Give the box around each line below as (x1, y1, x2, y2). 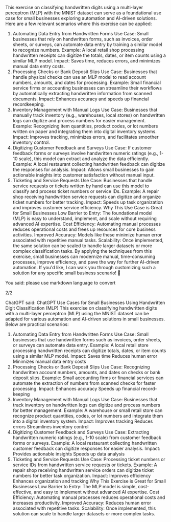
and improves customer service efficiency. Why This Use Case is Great (12, 205, 162, 210)
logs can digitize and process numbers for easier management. (12, 118, 146, 123)
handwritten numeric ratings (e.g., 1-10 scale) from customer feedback (12, 434, 162, 441)
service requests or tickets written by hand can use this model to (12, 183, 150, 189)
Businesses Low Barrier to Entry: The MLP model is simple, (12, 484, 137, 489)
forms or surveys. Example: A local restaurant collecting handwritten (12, 440, 157, 446)
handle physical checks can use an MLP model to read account (12, 74, 146, 80)
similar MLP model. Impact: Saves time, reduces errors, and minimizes (12, 58, 161, 63)
